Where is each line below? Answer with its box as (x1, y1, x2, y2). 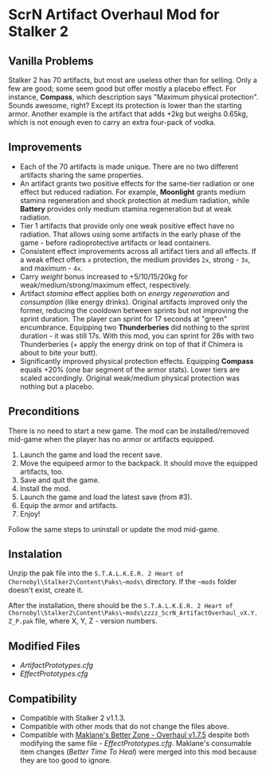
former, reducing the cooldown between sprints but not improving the (19, 305, 249, 315)
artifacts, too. (19, 467, 65, 476)
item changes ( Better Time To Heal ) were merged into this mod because (19, 747, 257, 757)
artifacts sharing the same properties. (19, 170, 144, 180)
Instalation (8, 548, 62, 561)
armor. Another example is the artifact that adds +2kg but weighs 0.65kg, (8, 109, 248, 119)
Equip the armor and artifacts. (19, 500, 118, 510)
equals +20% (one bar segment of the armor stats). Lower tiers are (19, 365, 241, 374)
